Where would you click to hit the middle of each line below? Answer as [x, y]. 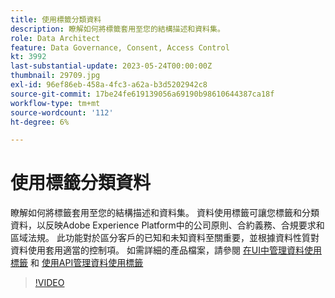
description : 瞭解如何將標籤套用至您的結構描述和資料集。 [117, 29]
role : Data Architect [55, 38]
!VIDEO [49, 283]
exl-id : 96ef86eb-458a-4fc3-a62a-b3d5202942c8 [109, 85]
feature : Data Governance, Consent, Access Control [120, 47]
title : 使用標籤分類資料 [56, 19]
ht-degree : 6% [40, 122]
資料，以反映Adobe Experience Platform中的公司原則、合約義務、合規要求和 [167, 225]
